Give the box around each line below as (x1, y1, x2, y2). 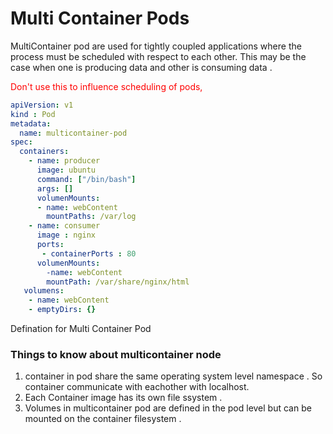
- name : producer (28, 156, 101, 166)
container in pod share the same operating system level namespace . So (24, 370, 323, 382)
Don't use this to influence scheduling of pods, (10, 80, 203, 92)
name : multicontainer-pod (19, 128, 128, 138)
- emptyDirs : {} (28, 305, 97, 315)
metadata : (10, 118, 52, 129)
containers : (19, 147, 70, 157)
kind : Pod (10, 109, 56, 119)
